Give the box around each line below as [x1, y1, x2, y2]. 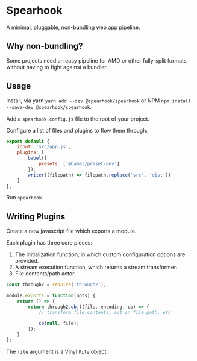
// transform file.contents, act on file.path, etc [38, 309, 171, 315]
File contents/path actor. [14, 270, 76, 277]
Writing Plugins [6, 212, 66, 222]
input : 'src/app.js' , [17, 144, 71, 150]
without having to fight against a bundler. [6, 63, 108, 71]
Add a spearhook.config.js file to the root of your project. [6, 115, 149, 122]
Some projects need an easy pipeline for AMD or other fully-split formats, [6, 57, 189, 64]
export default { [6, 138, 50, 145]
